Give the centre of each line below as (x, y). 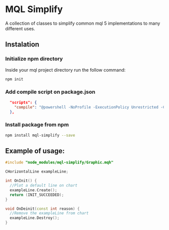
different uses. (20, 28)
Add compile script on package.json (50, 92)
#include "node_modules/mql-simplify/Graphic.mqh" (59, 162)
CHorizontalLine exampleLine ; (37, 172)
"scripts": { (23, 102)
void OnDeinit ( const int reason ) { (43, 209)
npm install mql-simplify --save (40, 135)
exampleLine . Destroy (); (34, 218)
